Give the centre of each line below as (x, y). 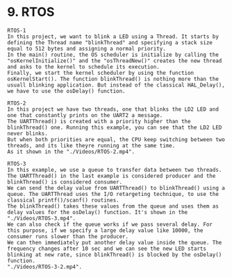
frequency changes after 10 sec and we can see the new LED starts (107, 249)
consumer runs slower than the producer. (68, 236)
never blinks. (28, 133)
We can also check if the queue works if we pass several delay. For (110, 224)
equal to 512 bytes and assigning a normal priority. (87, 48)
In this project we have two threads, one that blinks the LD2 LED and (113, 109)
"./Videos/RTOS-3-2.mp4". (44, 267)
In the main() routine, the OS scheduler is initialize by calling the (113, 55)
